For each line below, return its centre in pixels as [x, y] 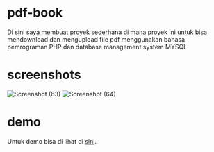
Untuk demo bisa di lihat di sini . [52, 141]
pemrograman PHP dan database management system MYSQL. [98, 47]
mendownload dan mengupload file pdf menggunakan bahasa [96, 39]
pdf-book [35, 13]
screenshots [44, 75]
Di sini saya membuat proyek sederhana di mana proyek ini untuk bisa [107, 32]
